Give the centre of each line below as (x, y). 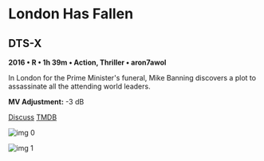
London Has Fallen (71, 14)
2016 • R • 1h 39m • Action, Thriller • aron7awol (87, 62)
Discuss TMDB (33, 117)
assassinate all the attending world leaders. (79, 86)
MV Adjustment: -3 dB (46, 102)
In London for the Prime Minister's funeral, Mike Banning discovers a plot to (132, 78)
